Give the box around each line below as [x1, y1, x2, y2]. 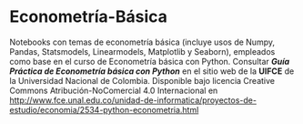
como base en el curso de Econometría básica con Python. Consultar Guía [9, 56, 290, 67]
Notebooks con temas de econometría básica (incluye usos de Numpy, [9, 36, 276, 47]
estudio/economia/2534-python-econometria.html [9, 104, 199, 115]
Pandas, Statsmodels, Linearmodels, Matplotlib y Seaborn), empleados [9, 46, 276, 57]
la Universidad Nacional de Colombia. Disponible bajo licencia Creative [9, 75, 276, 86]
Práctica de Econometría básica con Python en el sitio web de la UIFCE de [9, 66, 295, 77]
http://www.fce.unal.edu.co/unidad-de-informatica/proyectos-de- [9, 94, 258, 106]
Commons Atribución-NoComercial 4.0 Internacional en [9, 85, 218, 96]
